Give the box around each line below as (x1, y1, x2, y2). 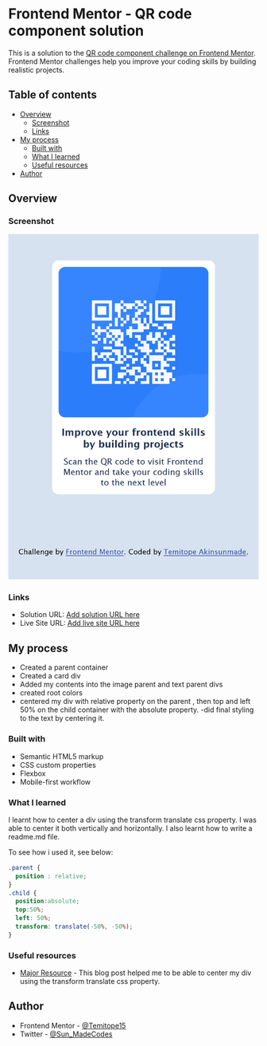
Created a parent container (19, 663, 109, 672)
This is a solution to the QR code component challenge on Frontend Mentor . (8, 48, 256, 57)
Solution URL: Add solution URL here (19, 610, 141, 619)
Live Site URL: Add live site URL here (19, 619, 141, 628)
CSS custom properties (19, 760, 97, 769)
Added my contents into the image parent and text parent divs (19, 679, 223, 690)
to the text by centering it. (19, 714, 105, 723)
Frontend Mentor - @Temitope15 (19, 1020, 126, 1030)
